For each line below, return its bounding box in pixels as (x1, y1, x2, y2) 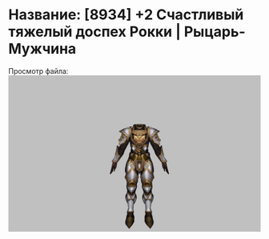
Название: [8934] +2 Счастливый (8, 6, 244, 24)
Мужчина (8, 40, 77, 58)
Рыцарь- (183, 22, 246, 41)
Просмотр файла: (8, 66, 69, 75)
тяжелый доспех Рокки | (8, 22, 182, 41)
